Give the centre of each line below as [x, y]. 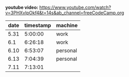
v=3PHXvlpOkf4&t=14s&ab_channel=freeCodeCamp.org [65, 13]
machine [67, 25]
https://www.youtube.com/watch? [75, 7]
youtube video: [22, 7]
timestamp [38, 25]
